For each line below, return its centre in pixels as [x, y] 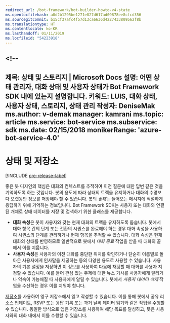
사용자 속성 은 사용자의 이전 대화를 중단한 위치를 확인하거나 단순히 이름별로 [85, 254]
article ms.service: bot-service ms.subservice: [81, 122]
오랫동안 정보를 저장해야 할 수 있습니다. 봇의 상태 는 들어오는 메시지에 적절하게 [87, 199]
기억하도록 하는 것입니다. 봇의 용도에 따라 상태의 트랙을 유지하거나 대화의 [77, 192]
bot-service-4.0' [32, 138]
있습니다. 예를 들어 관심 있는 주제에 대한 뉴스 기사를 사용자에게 [89, 273]
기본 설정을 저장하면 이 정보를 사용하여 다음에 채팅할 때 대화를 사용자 [90, 266]
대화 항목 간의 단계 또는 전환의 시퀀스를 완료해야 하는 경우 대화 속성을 [81, 228]
